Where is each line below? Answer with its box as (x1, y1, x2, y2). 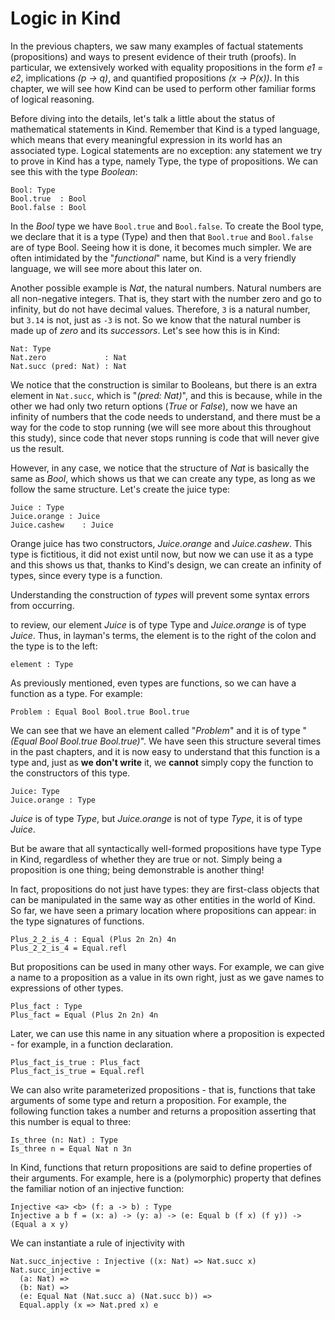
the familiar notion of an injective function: (10, 1182, 185, 1194)
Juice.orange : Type (10, 795, 97, 805)
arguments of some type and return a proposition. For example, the (10, 1094, 287, 1106)
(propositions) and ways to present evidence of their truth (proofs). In (10, 50, 297, 62)
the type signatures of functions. (10, 915, 145, 927)
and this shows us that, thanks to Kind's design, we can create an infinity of (10, 558, 322, 571)
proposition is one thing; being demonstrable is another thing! (10, 863, 265, 876)
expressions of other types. (10, 982, 124, 994)
